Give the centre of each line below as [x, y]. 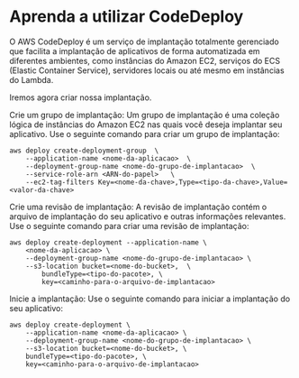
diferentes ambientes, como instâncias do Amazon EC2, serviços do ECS [145, 60]
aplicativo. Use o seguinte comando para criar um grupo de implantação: [145, 134]
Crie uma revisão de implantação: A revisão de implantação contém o [138, 207]
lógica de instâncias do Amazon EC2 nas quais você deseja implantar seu [146, 124]
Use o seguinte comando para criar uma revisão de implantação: [129, 226]
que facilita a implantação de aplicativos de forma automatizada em [135, 51]
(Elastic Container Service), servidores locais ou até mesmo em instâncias [147, 70]
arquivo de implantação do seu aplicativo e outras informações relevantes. [148, 216]
